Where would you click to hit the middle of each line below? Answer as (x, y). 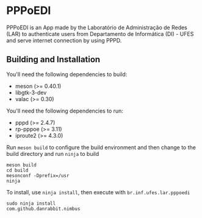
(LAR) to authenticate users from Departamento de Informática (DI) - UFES (100, 33)
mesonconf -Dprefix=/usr (38, 175)
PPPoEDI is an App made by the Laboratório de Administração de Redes (97, 27)
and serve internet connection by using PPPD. (64, 40)
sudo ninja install (31, 203)
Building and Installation (53, 59)
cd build (17, 170)
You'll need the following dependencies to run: (65, 111)
